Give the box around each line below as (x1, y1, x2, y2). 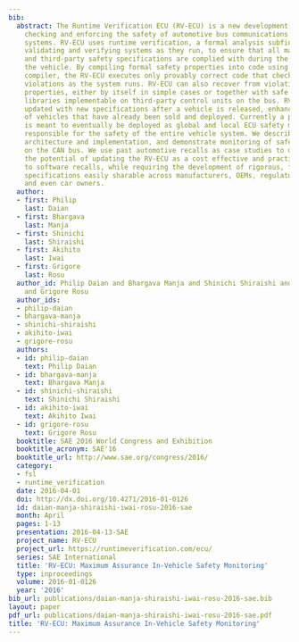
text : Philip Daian (24, 362, 97, 371)
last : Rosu (24, 271, 65, 279)
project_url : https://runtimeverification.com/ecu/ (16, 544, 213, 554)
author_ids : (16, 296, 62, 304)
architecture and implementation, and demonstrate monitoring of (24, 138, 273, 146)
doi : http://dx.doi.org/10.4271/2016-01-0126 (16, 495, 189, 504)
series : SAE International (16, 553, 117, 562)
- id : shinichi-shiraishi (16, 387, 113, 396)
